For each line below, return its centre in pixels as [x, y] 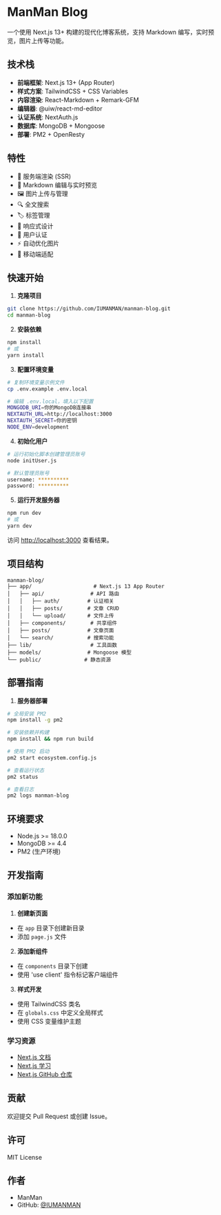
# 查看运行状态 [26, 770]
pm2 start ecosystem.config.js [52, 757]
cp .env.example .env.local [48, 389]
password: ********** [38, 486]
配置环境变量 [35, 369]
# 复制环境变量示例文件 [36, 382]
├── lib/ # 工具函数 [62, 645]
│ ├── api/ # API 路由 [63, 594]
